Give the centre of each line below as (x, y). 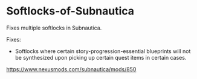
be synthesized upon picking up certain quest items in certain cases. (101, 57)
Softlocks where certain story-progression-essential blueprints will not (103, 51)
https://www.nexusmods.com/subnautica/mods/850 (71, 69)
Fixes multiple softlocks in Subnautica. (54, 28)
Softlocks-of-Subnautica (70, 11)
